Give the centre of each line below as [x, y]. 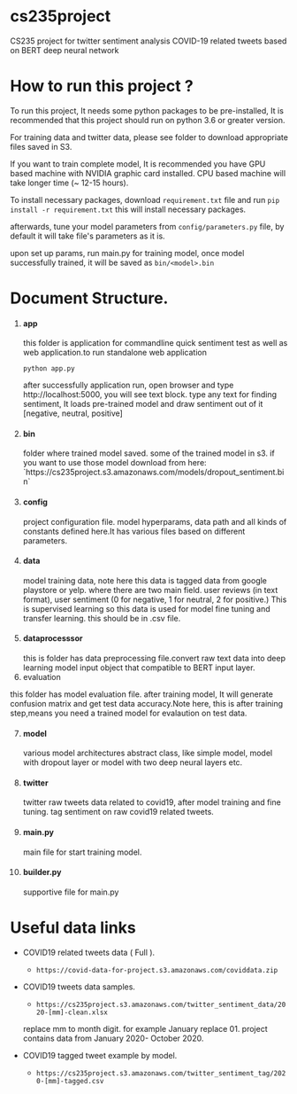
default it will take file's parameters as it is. [88, 236]
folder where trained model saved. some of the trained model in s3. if [148, 453]
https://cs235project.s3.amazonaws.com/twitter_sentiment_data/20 [161, 1004]
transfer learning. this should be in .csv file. [102, 618]
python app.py [49, 369]
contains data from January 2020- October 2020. [113, 1038]
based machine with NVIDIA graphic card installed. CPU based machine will [148, 173]
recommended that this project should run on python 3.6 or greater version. [148, 120]
